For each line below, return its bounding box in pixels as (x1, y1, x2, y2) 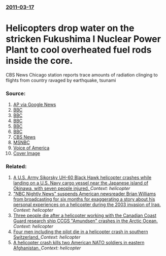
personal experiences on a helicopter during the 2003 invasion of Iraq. (13, 201, 161, 208)
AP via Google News (13, 101, 56, 108)
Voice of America (13, 145, 50, 151)
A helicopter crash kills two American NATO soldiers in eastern (13, 240, 145, 246)
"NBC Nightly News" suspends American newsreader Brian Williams (13, 191, 156, 197)
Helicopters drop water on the (6, 22, 135, 34)
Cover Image (13, 150, 40, 157)
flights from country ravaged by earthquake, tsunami (6, 77, 116, 83)
